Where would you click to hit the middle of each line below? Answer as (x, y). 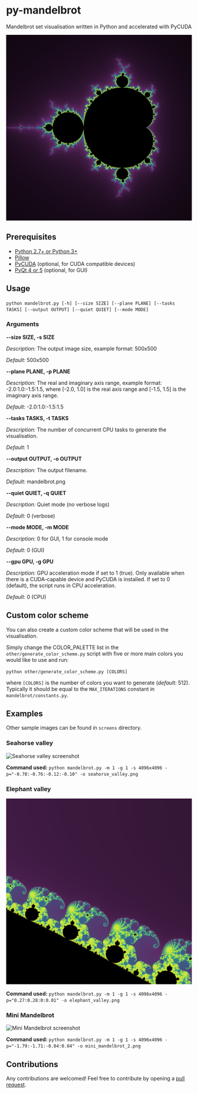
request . (16, 1085)
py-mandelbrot (44, 10)
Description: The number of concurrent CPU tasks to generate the (86, 429)
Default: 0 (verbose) (31, 516)
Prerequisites (31, 237)
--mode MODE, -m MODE (38, 527)
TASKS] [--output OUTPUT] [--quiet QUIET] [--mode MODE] (77, 309)
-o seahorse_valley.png (109, 774)
